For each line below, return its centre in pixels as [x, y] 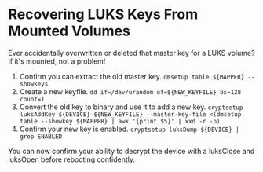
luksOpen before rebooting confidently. [72, 159]
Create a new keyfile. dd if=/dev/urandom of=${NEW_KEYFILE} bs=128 [130, 91]
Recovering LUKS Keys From [103, 15]
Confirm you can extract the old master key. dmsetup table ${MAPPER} [132, 76]
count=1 [32, 99]
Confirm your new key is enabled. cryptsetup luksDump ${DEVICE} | [129, 129]
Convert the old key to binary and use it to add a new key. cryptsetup [131, 107]
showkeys [34, 84]
